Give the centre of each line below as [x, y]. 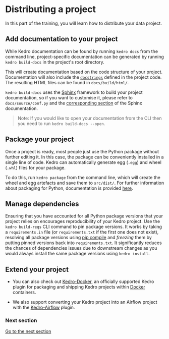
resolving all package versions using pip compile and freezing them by [79, 238]
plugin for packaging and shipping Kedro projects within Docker [79, 287]
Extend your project [37, 269]
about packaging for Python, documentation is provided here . [69, 188]
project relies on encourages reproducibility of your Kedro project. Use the [83, 221]
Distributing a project [50, 9]
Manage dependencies [42, 204]
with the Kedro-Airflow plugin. [44, 307]
